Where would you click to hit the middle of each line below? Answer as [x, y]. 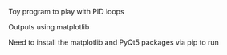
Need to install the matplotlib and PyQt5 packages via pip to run [113, 42]
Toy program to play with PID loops [66, 12]
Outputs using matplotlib [49, 27]
